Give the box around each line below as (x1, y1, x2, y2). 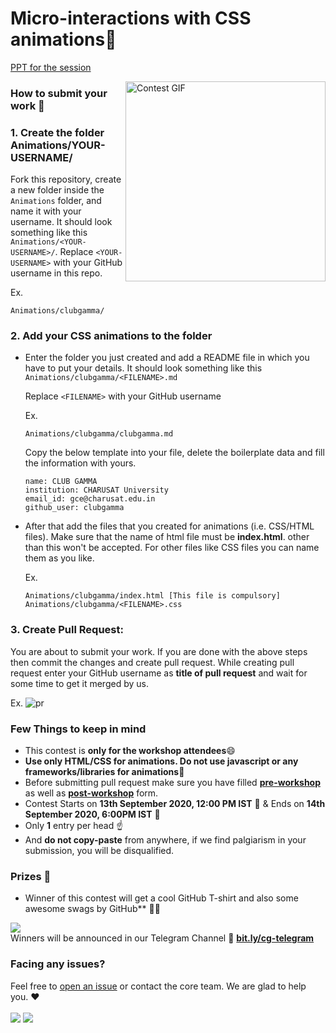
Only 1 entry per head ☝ (24, 820, 124, 832)
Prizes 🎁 (10, 869, 52, 883)
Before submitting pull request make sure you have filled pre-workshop (24, 777, 322, 789)
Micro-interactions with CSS (10, 7, 252, 30)
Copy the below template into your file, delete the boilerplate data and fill (24, 447, 325, 459)
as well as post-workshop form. (24, 787, 159, 799)
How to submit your (10, 86, 108, 100)
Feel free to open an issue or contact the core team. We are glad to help (10, 980, 307, 992)
